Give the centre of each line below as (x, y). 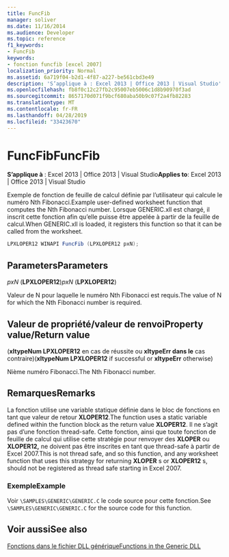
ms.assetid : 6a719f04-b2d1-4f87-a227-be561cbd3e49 (81, 77)
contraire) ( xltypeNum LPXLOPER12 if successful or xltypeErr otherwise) (110, 358)
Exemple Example (37, 486)
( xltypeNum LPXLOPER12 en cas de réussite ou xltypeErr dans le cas (106, 351)
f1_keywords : (26, 45)
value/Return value (49, 335)
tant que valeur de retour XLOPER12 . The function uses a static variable (107, 417)
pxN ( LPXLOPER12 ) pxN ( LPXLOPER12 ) (62, 282)
